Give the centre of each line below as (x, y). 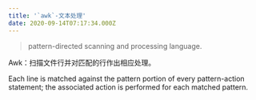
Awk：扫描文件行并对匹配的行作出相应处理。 (82, 62)
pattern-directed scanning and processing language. (115, 46)
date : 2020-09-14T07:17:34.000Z (62, 23)
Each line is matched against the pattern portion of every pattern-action (127, 78)
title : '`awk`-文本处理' (47, 16)
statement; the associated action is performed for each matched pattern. (128, 87)
